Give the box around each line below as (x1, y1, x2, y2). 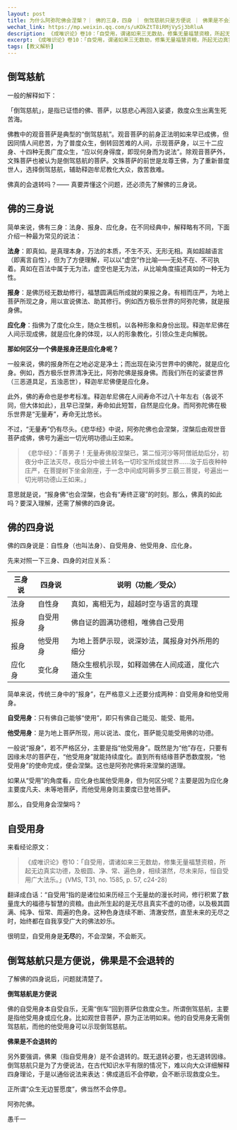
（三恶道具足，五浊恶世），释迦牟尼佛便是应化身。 (7, 377, 153, 385)
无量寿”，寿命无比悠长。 (35, 410, 106, 418)
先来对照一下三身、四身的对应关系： (7, 557, 113, 565)
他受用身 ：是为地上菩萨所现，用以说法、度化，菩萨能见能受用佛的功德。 (7, 729, 217, 737)
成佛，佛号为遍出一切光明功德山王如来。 (19, 433, 138, 442)
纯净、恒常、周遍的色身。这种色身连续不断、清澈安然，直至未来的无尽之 (19, 908, 230, 917)
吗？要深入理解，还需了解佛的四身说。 (7, 499, 119, 507)
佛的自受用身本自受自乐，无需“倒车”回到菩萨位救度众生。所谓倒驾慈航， (7, 1004, 217, 1013)
